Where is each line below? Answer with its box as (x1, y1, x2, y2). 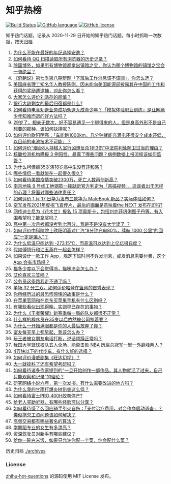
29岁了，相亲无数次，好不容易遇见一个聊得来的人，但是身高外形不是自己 (13, 119, 166, 125)
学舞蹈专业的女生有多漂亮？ (13, 424, 72, 430)
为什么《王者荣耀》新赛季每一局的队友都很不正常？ (13, 310, 121, 316)
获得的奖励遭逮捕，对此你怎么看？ (13, 87, 85, 94)
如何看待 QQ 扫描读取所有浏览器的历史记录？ (13, 55, 108, 62)
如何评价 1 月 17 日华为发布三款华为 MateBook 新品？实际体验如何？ (13, 195, 156, 201)
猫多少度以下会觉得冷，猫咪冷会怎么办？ (13, 265, 98, 271)
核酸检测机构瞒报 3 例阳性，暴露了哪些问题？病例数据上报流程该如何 (13, 151, 157, 157)
